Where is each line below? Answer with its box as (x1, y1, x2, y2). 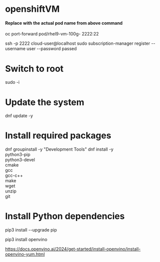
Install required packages (5, 130, 112, 141)
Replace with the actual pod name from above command (5, 20, 123, 26)
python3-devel (5, 157, 35, 163)
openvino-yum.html (5, 251, 45, 257)
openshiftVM (5, 3, 60, 15)
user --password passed (26, 46, 77, 52)
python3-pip (5, 152, 31, 158)
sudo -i (5, 79, 20, 85)
